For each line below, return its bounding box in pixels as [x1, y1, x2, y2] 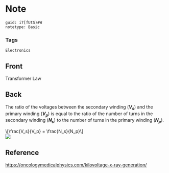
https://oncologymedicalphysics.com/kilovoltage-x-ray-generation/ [5, 162, 147, 168]
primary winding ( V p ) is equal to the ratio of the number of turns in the [5, 111, 153, 118]
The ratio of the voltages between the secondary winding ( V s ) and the [5, 103, 153, 111]
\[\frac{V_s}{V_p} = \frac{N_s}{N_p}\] [5, 128, 84, 135]
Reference [5, 148, 39, 157]
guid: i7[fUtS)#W [5, 20, 42, 25]
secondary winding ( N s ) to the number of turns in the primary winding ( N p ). [5, 117, 164, 124]
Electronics [5, 48, 31, 53]
